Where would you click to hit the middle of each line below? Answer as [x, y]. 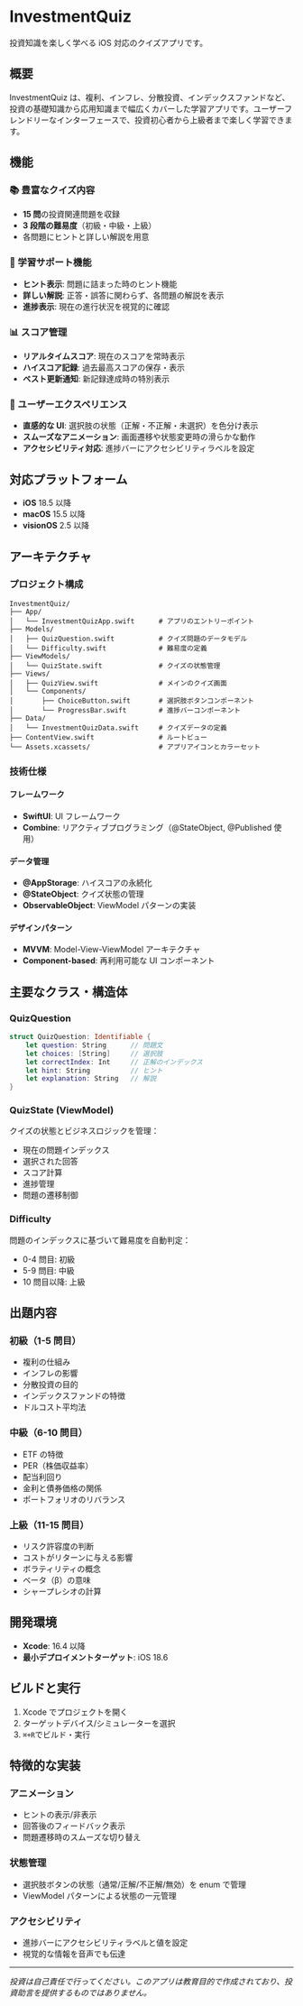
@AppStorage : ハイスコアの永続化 [87, 883]
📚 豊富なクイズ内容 [52, 190]
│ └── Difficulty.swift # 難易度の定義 [108, 648]
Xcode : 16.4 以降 [54, 1646]
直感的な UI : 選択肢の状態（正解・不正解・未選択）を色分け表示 [140, 426]
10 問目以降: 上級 [54, 1282]
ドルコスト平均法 [54, 1407]
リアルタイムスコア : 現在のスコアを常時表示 [104, 356]
